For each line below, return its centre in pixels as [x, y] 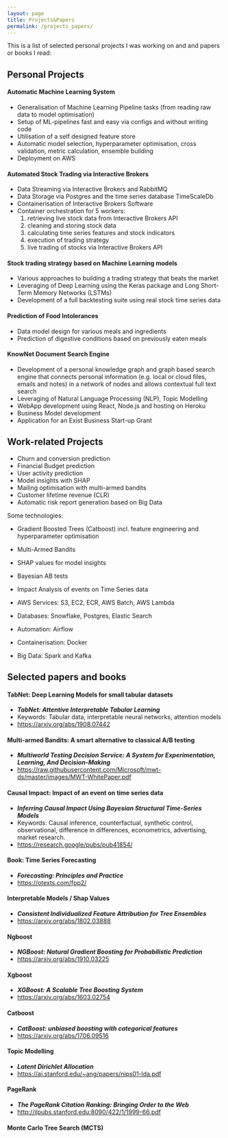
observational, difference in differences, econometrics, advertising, [112, 830]
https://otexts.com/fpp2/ [52, 882]
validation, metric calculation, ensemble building [85, 151]
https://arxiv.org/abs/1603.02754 [64, 997]
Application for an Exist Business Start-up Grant [85, 420]
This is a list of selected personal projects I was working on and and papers [114, 46]
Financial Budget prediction [56, 465]
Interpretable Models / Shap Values [58, 898]
